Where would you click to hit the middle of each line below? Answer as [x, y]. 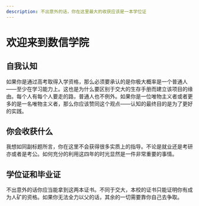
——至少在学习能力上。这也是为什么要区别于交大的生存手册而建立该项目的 [97, 89]
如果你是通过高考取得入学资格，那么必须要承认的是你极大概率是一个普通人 [97, 81]
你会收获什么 [30, 131]
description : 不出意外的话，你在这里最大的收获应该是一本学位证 [76, 12]
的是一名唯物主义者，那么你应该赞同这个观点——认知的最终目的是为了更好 [102, 103]
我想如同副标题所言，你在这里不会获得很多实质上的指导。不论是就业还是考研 [99, 147]
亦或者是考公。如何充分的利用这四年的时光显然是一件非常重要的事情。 [92, 154]
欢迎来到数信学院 [48, 42]
